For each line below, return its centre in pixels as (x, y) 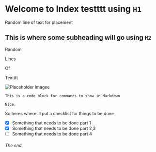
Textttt (12, 77)
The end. (14, 145)
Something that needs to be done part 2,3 (54, 128)
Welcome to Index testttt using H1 (73, 9)
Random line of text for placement (39, 22)
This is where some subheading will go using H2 (78, 38)
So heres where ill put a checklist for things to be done (60, 113)
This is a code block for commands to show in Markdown (62, 96)
